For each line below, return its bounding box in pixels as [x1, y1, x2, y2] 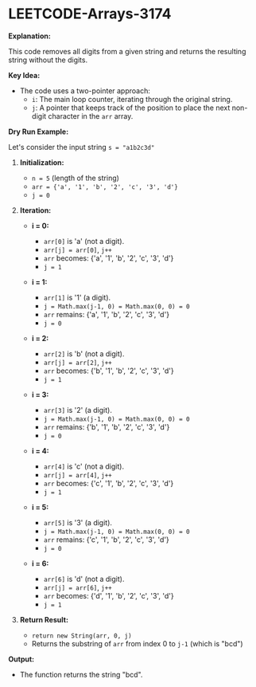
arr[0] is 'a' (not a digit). [43, 236, 125, 245]
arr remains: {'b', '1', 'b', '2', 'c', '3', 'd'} [43, 422, 170, 431]
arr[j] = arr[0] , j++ [43, 245, 113, 254]
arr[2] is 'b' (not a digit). [43, 348, 125, 359]
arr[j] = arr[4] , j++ [43, 469, 113, 479]
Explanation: [8, 31, 52, 41]
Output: [8, 654, 34, 664]
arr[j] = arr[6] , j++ [43, 583, 113, 592]
